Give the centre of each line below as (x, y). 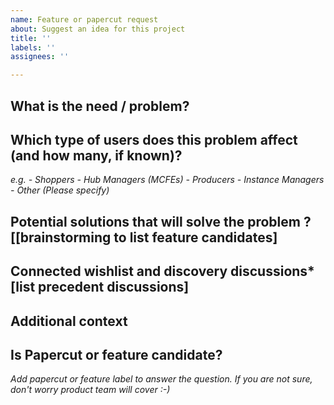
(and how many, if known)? (96, 155)
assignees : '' (40, 57)
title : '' (31, 38)
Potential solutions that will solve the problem (155, 221)
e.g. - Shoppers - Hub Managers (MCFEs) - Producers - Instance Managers (167, 180)
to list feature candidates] (195, 237)
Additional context (69, 321)
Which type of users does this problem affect (154, 139)
